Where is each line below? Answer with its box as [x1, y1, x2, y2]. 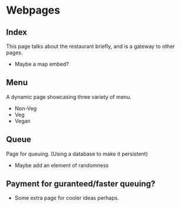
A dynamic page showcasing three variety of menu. [6, 93, 131, 101]
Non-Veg [14, 105, 37, 112]
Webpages [6, 4, 61, 17]
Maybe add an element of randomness [14, 161, 109, 169]
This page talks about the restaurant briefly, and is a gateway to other [6, 43, 175, 50]
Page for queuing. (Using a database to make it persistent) [6, 150, 149, 157]
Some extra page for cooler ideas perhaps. [14, 195, 119, 202]
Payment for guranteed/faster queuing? [6, 179, 156, 189]
